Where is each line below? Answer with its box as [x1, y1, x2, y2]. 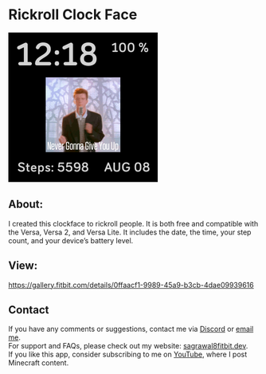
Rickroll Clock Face [8, 6, 138, 24]
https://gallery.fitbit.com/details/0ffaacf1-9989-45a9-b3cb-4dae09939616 [8, 280, 254, 289]
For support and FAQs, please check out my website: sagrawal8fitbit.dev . [8, 341, 248, 351]
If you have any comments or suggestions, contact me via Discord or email [8, 325, 254, 334]
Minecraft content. [8, 358, 69, 368]
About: [8, 198, 44, 211]
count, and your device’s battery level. [8, 235, 134, 245]
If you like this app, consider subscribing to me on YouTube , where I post [8, 349, 248, 360]
